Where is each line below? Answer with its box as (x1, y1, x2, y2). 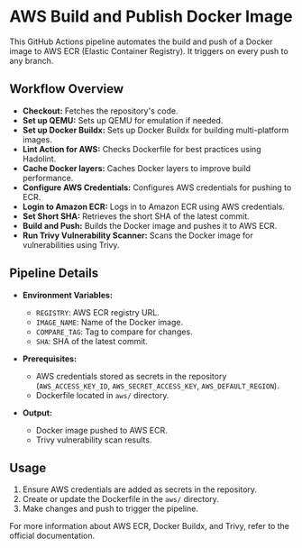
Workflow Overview (9, 81, 124, 96)
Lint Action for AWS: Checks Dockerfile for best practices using (22, 143, 261, 154)
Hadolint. (22, 153, 57, 164)
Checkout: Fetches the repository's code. (22, 105, 178, 116)
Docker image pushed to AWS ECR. (35, 425, 169, 435)
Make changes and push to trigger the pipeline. (22, 503, 198, 515)
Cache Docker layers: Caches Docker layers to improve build (22, 162, 251, 173)
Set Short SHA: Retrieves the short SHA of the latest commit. (22, 210, 250, 222)
